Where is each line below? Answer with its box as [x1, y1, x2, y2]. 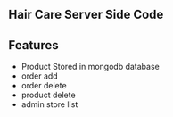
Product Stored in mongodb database [21, 62, 160, 72]
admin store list [21, 99, 78, 110]
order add [21, 71, 59, 81]
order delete [21, 80, 68, 91]
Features [8, 38, 59, 53]
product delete [21, 89, 77, 101]
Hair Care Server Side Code [8, 7, 164, 22]
